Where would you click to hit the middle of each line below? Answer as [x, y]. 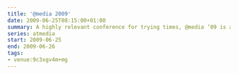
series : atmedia [31, 33]
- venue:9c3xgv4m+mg [38, 60]
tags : [15, 54]
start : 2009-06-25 [34, 40]
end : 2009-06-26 [31, 47]
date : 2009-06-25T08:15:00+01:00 [57, 20]
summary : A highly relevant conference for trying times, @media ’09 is [117, 27]
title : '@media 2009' [39, 14]
